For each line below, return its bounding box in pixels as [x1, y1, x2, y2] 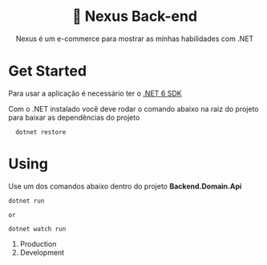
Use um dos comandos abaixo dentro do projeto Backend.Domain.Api [8, 181, 242, 191]
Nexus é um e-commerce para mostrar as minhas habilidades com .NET [15, 34, 254, 43]
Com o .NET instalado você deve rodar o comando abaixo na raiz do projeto [8, 104, 259, 113]
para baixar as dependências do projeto [8, 112, 140, 122]
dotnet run [8, 197, 45, 205]
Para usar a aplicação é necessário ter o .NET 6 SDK [8, 88, 182, 98]
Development [19, 247, 65, 257]
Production [19, 238, 57, 248]
